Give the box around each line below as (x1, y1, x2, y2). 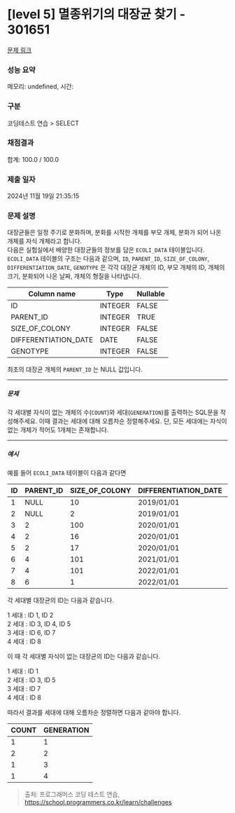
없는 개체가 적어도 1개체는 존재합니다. (7, 425, 109, 435)
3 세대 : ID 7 (7, 685, 41, 693)
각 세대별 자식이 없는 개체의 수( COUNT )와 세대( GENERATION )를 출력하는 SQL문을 (7, 408, 219, 417)
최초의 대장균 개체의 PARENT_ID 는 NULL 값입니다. (7, 365, 143, 374)
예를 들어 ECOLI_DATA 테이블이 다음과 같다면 (7, 469, 127, 477)
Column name (27, 289, 76, 299)
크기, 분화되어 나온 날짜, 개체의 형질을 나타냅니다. (7, 272, 142, 280)
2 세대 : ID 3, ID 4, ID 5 (7, 620, 71, 628)
